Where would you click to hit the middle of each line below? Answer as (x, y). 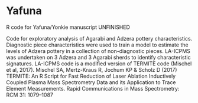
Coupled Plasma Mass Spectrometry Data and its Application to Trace (91, 82)
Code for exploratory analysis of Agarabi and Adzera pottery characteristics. (99, 38)
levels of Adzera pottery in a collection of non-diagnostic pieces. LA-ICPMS (98, 51)
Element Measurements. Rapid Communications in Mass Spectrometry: (93, 88)
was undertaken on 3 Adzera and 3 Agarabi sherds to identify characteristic (98, 57)
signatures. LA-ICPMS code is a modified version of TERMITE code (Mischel (99, 64)
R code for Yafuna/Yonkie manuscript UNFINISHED (68, 27)
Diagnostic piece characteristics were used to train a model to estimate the (97, 45)
